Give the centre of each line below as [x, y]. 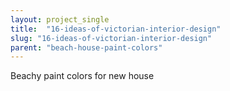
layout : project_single [60, 19]
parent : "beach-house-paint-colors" [86, 47]
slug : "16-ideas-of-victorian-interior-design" [111, 38]
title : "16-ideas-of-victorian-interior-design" [116, 29]
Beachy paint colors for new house [82, 76]
